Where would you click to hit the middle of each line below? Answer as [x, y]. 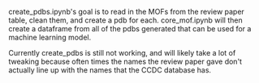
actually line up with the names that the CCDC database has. [110, 70]
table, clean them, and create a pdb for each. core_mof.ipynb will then [125, 20]
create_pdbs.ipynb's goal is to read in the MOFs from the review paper [127, 12]
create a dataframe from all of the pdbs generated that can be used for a [130, 29]
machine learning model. [50, 37]
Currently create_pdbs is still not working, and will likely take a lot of [122, 53]
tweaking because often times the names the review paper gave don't [125, 61]
